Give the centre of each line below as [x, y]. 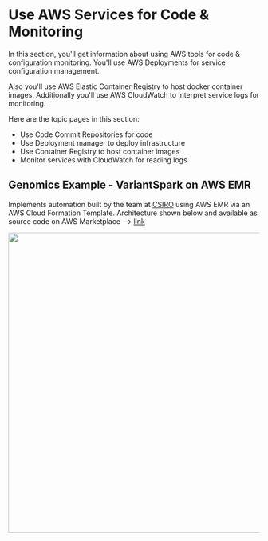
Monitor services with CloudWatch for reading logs [103, 160]
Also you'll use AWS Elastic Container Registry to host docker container [126, 86]
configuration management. [54, 70]
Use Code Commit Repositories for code [86, 134]
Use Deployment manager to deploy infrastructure [102, 142]
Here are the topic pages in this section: [74, 118]
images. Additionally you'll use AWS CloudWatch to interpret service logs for [134, 94]
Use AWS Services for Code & [109, 15]
